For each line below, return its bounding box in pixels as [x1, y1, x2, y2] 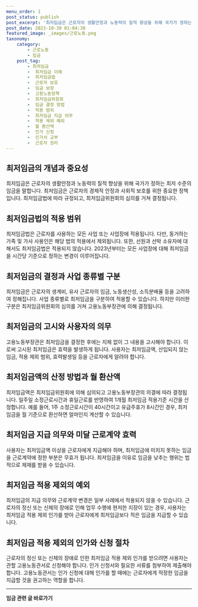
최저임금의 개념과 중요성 [6, 163, 88, 174]
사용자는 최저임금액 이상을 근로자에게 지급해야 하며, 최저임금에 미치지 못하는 [6, 446, 181, 453]
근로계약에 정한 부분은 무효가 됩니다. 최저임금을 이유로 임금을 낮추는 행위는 [12, 454, 184, 461]
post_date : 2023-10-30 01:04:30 [6, 25, 85, 31]
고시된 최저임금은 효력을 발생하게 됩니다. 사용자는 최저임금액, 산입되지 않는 [16, 346, 189, 353]
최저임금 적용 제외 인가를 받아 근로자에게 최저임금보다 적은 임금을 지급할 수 [6, 512, 178, 519]
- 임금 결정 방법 [27, 101, 65, 108]
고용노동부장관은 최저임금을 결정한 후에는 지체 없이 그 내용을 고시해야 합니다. [6, 338, 183, 345]
